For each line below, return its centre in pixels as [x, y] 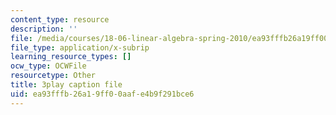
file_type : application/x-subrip [80, 47]
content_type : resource [60, 19]
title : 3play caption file [66, 85]
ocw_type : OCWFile [48, 66]
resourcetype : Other [53, 76]
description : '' [44, 29]
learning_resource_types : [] [71, 57]
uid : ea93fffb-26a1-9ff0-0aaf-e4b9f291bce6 [102, 94]
